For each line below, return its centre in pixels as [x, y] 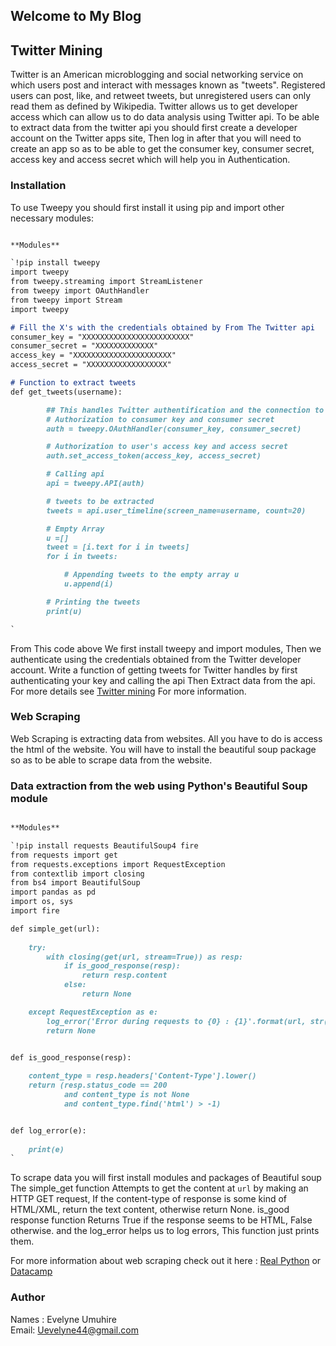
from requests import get [64, 855]
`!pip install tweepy [55, 263]
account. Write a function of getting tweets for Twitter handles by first [154, 670]
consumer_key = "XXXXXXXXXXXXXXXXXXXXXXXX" [102, 337]
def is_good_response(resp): [71, 1057]
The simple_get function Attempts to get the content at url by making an [159, 1188]
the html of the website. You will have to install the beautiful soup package [163, 749]
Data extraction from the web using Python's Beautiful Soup [159, 786]
